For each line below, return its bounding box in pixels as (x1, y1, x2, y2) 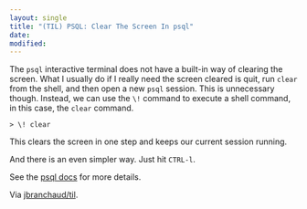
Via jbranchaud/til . (9, 189, 79, 201)
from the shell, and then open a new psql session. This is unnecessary (9, 83, 275, 94)
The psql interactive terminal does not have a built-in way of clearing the (9, 64, 283, 75)
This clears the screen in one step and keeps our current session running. (9, 136, 288, 147)
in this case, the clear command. (9, 102, 134, 114)
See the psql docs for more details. (9, 172, 142, 183)
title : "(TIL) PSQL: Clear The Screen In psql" (9, 22, 195, 31)
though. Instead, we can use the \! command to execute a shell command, (9, 93, 291, 104)
